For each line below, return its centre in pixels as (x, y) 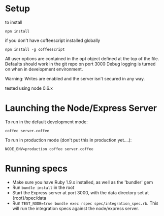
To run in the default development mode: (46, 122)
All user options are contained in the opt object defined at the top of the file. (82, 58)
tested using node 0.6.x (29, 88)
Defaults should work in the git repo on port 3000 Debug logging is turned (81, 64)
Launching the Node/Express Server (81, 108)
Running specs (36, 169)
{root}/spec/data (29, 198)
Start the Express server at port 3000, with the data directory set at (81, 192)
